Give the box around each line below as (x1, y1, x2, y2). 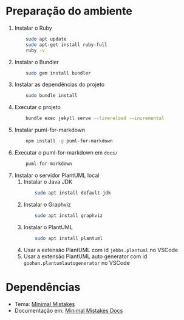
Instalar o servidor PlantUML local (14, 172, 100, 179)
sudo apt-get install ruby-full (26, 41, 107, 48)
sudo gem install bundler (26, 70, 92, 76)
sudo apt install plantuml (35, 235, 103, 241)
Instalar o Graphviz (23, 201, 71, 208)
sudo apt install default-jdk (35, 190, 111, 196)
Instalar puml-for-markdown (14, 126, 86, 134)
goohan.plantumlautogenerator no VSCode (23, 259, 130, 266)
